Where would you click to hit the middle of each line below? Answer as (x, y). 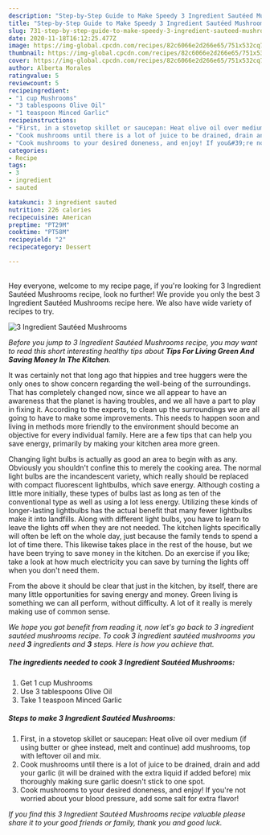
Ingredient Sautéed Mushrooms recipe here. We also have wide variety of (130, 302)
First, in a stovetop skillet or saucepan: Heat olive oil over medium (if (133, 738)
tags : (17, 166)
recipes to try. (31, 311)
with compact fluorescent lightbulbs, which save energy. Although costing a (134, 484)
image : (19, 46)
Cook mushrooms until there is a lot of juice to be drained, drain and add (140, 764)
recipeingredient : (39, 90)
